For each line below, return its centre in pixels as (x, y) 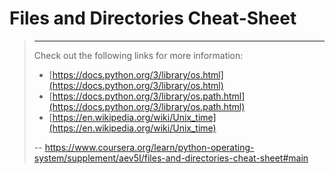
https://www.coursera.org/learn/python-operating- (149, 147)
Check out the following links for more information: (138, 55)
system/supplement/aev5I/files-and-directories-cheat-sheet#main (171, 158)
